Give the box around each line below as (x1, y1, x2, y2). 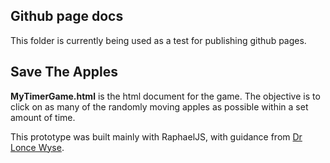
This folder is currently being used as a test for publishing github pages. (10, 34, 307, 46)
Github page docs (10, 8, 124, 25)
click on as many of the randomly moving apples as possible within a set (10, 100, 309, 113)
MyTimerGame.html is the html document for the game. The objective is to (10, 90, 321, 102)
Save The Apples (10, 64, 118, 81)
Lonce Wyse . (10, 141, 65, 153)
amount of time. (10, 111, 76, 123)
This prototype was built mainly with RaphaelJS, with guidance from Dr (10, 130, 303, 143)
